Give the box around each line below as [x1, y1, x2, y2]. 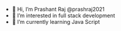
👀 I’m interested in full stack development [11, 12, 116, 19]
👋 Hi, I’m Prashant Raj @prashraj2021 [11, 6, 105, 13]
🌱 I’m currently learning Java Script [11, 18, 100, 25]
